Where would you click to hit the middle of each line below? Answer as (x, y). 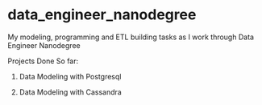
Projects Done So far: (43, 61)
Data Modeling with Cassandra (70, 92)
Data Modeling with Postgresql (70, 76)
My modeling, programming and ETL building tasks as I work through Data (131, 37)
